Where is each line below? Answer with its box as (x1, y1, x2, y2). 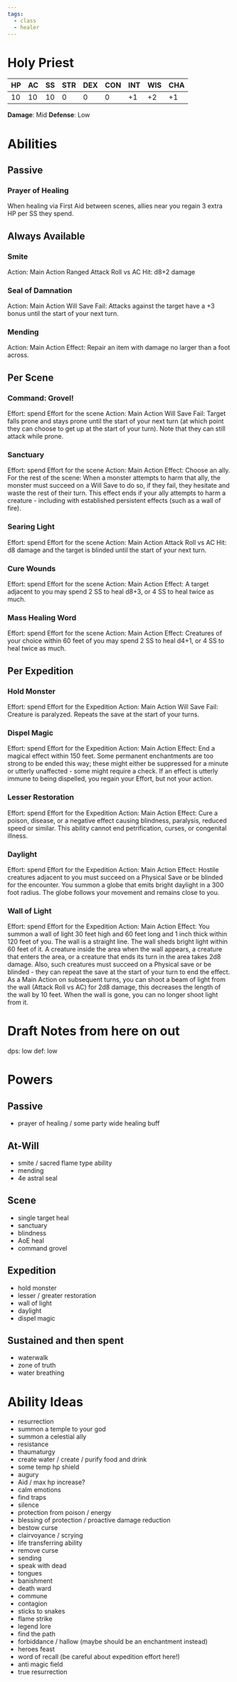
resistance (17, 1440, 49, 1448)
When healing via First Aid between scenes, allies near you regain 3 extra (7, 201, 223, 211)
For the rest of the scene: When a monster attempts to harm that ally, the (7, 474, 221, 482)
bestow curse (17, 1523, 58, 1532)
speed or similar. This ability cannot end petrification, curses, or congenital (7, 824, 227, 832)
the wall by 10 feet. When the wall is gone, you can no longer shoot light (7, 991, 218, 999)
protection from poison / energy (17, 1508, 112, 1517)
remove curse (17, 1546, 59, 1555)
